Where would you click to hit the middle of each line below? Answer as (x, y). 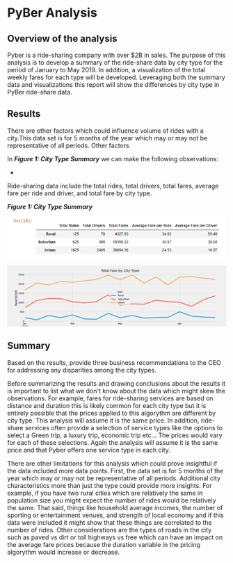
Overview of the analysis (62, 39)
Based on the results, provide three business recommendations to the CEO (114, 362)
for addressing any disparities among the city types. (82, 370)
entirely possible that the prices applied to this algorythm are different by (112, 413)
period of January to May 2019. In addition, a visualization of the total (106, 70)
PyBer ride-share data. (40, 92)
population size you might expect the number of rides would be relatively (112, 500)
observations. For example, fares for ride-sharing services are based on (110, 398)
